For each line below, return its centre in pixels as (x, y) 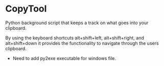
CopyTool (26, 9)
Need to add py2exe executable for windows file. (64, 58)
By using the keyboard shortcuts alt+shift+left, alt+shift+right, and (75, 38)
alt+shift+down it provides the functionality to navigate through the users (82, 43)
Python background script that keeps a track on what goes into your (77, 23)
